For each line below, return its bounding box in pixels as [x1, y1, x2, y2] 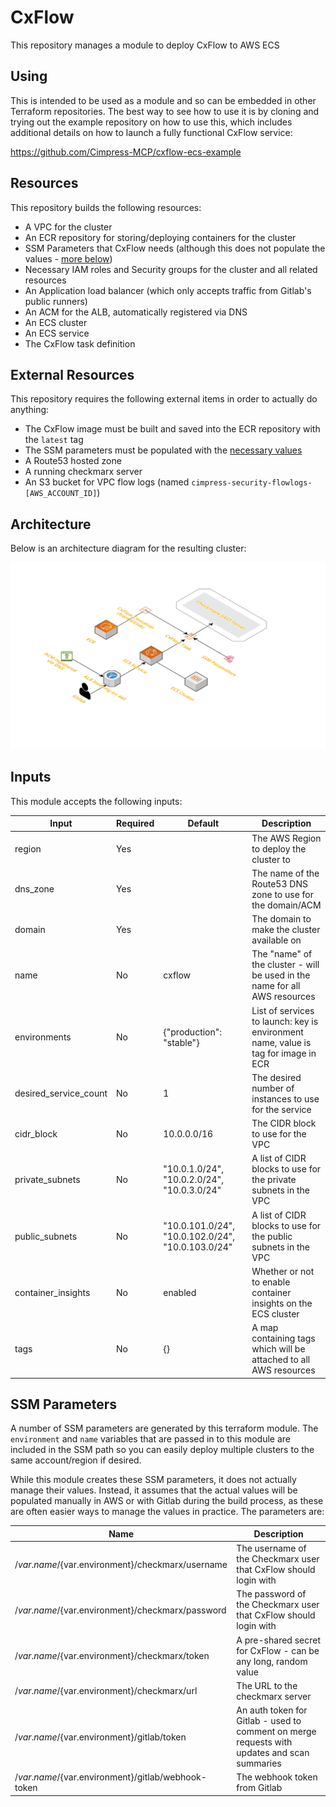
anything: [10, 404, 50, 416]
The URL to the [236, 1679, 298, 1691]
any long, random [236, 1655, 308, 1667]
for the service [251, 1103, 312, 1115]
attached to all [251, 1354, 311, 1365]
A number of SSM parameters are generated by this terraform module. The [10, 1422, 319, 1435]
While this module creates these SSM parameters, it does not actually [10, 1474, 297, 1486]
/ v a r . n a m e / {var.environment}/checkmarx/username [14, 1558, 228, 1570]
